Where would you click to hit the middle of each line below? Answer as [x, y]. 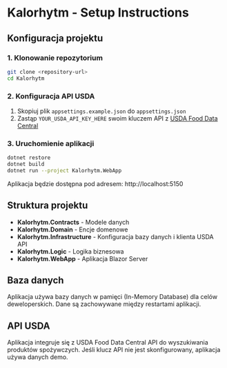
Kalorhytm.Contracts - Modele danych [73, 222]
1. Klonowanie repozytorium [55, 58]
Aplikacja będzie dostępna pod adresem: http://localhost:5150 [95, 183]
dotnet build [26, 164]
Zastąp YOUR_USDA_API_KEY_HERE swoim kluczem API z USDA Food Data [118, 118]
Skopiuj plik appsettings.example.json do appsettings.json [101, 111]
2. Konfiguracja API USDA [51, 96]
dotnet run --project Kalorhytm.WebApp [65, 170]
